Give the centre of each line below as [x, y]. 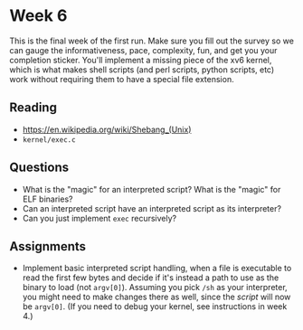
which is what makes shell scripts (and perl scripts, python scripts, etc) [142, 70]
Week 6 [38, 16]
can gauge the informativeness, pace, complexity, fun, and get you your [143, 50]
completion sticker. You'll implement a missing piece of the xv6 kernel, [141, 60]
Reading [33, 108]
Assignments [48, 246]
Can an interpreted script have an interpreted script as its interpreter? [152, 208]
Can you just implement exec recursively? [99, 218]
